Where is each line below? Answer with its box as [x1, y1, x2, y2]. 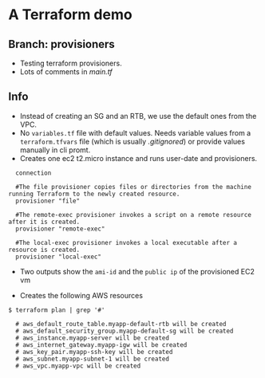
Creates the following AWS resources [19, 290, 144, 300]
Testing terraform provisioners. [19, 58, 122, 68]
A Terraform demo [8, 6, 133, 24]
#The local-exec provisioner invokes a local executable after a [15, 238, 238, 246]
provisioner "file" [15, 197, 81, 205]
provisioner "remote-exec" [15, 225, 105, 233]
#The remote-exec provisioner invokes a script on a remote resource [15, 211, 251, 219]
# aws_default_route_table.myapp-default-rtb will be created [15, 320, 227, 328]
